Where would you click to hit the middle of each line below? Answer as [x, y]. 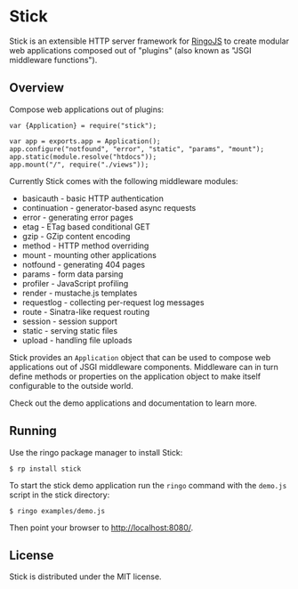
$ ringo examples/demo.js [57, 511]
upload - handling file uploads [77, 340]
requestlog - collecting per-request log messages [113, 302]
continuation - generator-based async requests [109, 207]
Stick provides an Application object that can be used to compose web [140, 357]
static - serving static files [70, 330]
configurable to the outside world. [71, 385]
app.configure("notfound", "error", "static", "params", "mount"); [137, 149]
